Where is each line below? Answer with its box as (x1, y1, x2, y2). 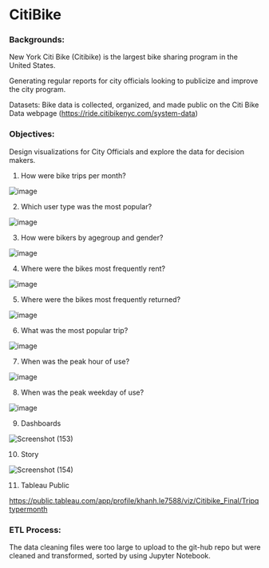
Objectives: (9, 129, 55, 140)
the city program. (9, 85, 66, 94)
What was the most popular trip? (20, 325, 129, 335)
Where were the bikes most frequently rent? (20, 264, 166, 273)
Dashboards (20, 418, 61, 428)
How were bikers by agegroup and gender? (20, 232, 164, 242)
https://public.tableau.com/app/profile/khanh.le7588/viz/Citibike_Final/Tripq (9, 495, 259, 505)
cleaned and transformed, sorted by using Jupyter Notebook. (9, 551, 211, 561)
